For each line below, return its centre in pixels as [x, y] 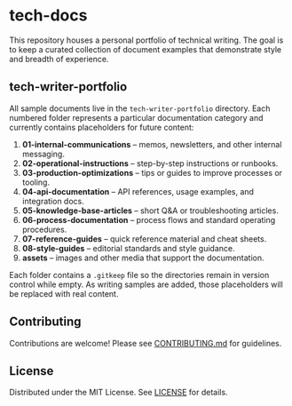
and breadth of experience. [59, 59]
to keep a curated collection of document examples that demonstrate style [146, 49]
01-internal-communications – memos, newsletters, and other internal [152, 144]
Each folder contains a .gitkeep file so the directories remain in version [139, 275]
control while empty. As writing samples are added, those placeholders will [146, 284]
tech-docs [48, 16]
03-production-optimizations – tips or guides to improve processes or [152, 172]
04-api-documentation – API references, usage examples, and [138, 191]
